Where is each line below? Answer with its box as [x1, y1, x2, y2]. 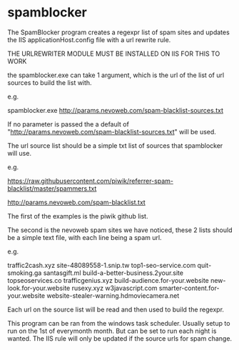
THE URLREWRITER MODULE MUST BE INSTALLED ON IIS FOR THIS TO [7, 49, 220, 58]
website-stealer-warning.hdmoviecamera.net [46, 291, 180, 300]
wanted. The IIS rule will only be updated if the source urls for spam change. [7, 334, 233, 343]
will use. [7, 149, 32, 157]
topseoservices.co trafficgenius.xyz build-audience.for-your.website [7, 276, 209, 284]
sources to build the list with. [7, 78, 92, 86]
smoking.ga [7, 269, 42, 277]
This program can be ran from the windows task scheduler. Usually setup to [7, 319, 230, 327]
